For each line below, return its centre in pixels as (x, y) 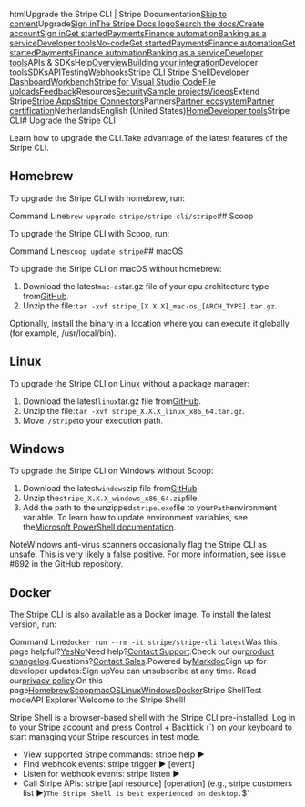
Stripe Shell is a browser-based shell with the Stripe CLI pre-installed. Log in (152, 718)
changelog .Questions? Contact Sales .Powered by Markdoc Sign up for (138, 661)
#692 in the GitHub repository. (66, 564)
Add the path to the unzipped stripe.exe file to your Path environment (150, 508)
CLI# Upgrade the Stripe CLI (62, 120)
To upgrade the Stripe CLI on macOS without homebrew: (116, 268)
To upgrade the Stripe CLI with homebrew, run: (97, 198)
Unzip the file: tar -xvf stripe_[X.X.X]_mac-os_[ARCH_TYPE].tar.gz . (150, 306)
